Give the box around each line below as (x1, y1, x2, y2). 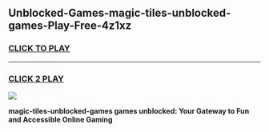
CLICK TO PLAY (8, 43, 70, 54)
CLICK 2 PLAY (8, 73, 64, 84)
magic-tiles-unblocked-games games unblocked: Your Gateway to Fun (8, 106, 250, 115)
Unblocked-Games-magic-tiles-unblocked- (8, 6, 231, 20)
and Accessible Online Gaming (8, 114, 113, 124)
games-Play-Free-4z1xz (8, 19, 132, 33)
